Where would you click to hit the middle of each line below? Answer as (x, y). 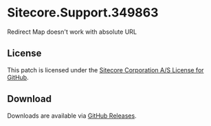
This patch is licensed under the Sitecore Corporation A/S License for (105, 70)
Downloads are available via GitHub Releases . (72, 116)
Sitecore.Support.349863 (83, 13)
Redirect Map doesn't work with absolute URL (72, 32)
